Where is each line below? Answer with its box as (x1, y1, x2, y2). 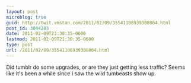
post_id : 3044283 (6, 25, 49, 31)
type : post (6, 42, 33, 48)
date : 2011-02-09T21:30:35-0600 (6, 31, 86, 37)
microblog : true (6, 14, 46, 20)
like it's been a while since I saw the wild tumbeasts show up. (6, 69, 156, 77)
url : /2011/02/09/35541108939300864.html (6, 47, 110, 53)
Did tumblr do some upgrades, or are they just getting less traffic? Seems (6, 63, 186, 71)
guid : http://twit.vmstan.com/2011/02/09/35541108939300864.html (6, 20, 171, 25)
